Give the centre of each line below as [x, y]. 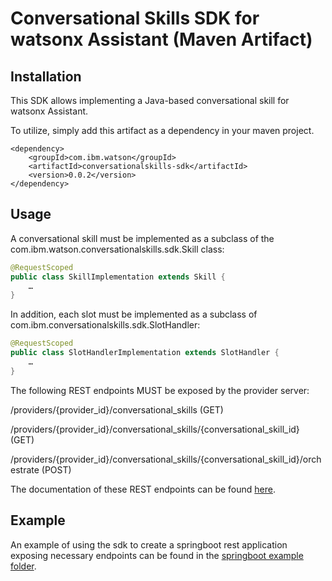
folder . [23, 566]
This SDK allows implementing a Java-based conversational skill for [150, 100]
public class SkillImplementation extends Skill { [118, 277]
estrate [25, 469]
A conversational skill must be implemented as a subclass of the [142, 238]
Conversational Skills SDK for [135, 18]
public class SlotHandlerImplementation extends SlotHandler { [145, 353]
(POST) [56, 469]
